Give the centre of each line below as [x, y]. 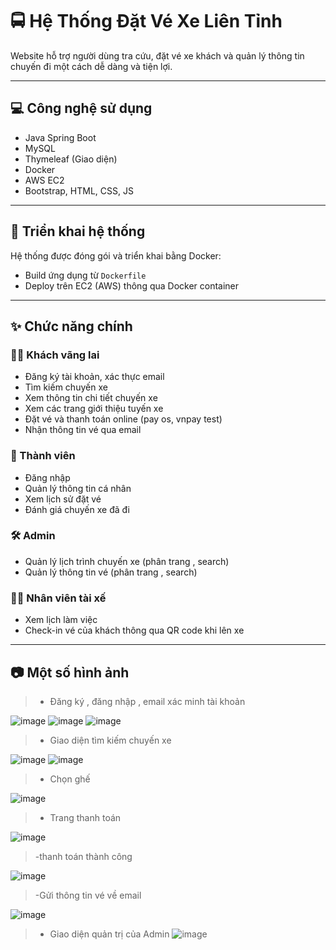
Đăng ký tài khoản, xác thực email [94, 377]
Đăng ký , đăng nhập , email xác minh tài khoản [147, 701]
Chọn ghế [70, 779]
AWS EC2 [44, 180]
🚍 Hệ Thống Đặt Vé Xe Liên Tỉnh [146, 21]
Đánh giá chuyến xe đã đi [77, 509]
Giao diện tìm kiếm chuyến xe [110, 740]
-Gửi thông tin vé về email [88, 895]
